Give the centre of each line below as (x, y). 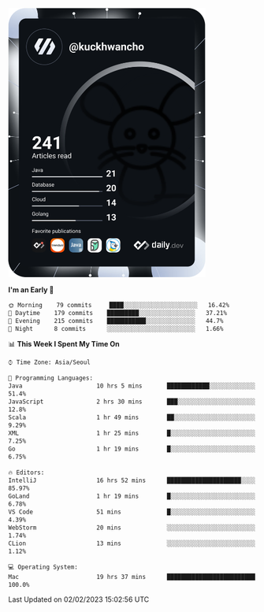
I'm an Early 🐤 (31, 289)
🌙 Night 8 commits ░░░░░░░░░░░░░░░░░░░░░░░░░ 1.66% (116, 328)
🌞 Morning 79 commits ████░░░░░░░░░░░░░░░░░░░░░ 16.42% (119, 305)
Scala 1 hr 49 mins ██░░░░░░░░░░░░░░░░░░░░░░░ (132, 417)
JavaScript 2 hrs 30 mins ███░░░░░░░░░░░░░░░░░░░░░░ (132, 402)
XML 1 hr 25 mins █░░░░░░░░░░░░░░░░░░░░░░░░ (132, 433)
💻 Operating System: (43, 567)
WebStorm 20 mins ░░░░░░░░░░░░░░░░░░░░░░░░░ (132, 528)
